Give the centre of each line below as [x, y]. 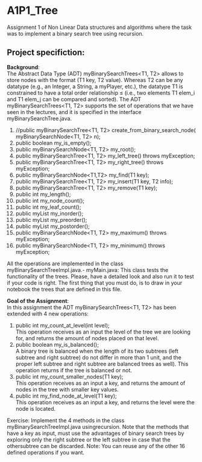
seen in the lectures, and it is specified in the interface [74, 112]
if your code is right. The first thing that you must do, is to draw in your [95, 283]
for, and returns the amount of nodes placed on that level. [87, 338]
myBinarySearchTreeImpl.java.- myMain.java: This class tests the [87, 270]
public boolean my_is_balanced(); [57, 344]
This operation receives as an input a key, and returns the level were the [105, 402]
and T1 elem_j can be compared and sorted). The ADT [74, 99]
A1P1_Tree [33, 11]
